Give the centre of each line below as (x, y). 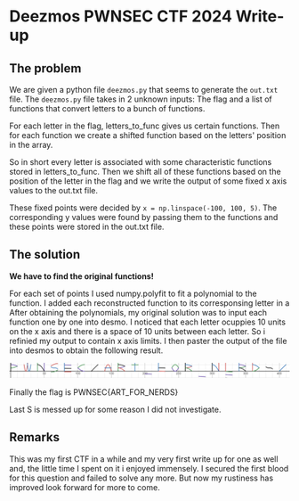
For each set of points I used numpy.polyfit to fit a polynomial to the (133, 293)
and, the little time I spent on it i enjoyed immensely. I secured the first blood (149, 468)
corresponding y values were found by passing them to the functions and (144, 217)
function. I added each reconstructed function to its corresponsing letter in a (149, 303)
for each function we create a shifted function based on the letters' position (148, 135)
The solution (45, 255)
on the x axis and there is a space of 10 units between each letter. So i (137, 331)
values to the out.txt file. (54, 190)
